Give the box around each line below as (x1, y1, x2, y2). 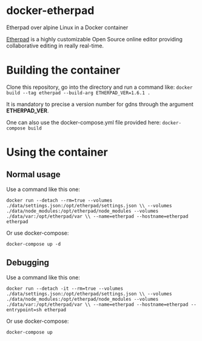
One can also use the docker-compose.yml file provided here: (6, 119, 161, 126)
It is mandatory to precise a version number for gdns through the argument (6, 100, 194, 108)
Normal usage (6, 170, 61, 180)
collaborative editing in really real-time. (6, 42, 104, 49)
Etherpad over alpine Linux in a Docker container (6, 24, 129, 31)
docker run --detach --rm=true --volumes (6, 197, 113, 204)
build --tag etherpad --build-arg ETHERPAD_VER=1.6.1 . (6, 89, 150, 96)
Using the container (6, 145, 108, 159)
